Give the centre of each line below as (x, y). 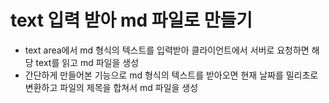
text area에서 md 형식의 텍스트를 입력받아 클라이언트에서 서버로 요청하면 (167, 50)
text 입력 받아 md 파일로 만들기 (131, 20)
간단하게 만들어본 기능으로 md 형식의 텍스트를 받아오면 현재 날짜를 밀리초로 (171, 75)
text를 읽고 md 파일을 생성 (87, 62)
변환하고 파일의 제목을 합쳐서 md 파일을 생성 (111, 87)
